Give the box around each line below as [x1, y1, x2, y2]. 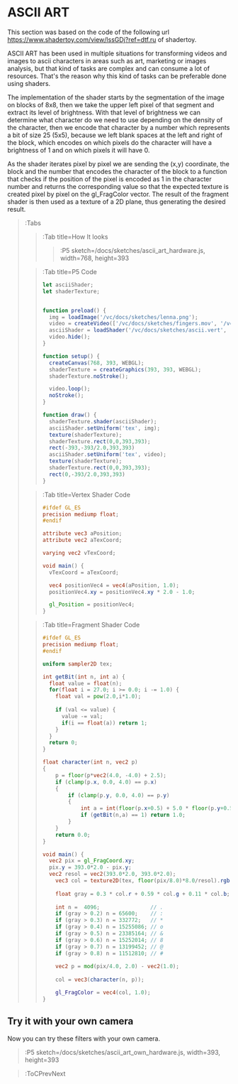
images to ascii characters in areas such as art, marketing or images [7, 56, 207, 65]
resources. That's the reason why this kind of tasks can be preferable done [7, 72, 227, 80]
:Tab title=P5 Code [42, 267, 97, 276]
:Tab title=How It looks [42, 232, 108, 241]
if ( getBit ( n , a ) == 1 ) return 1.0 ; [80, 811, 186, 819]
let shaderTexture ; [42, 288, 101, 295]
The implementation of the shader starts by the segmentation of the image [7, 93, 225, 102]
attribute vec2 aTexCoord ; [42, 537, 123, 544]
